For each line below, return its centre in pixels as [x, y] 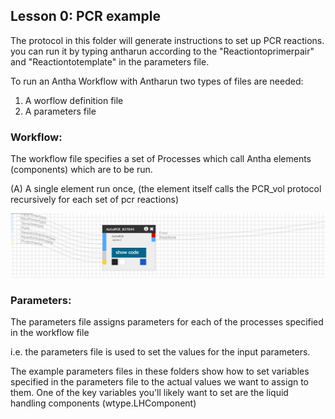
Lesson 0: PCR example [85, 16]
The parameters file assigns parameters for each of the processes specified [167, 322]
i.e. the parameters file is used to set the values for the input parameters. [160, 352]
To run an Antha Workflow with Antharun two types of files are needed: [157, 81]
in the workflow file [50, 333]
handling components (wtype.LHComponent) [103, 403]
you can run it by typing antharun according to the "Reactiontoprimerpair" [162, 51]
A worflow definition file [74, 100]
